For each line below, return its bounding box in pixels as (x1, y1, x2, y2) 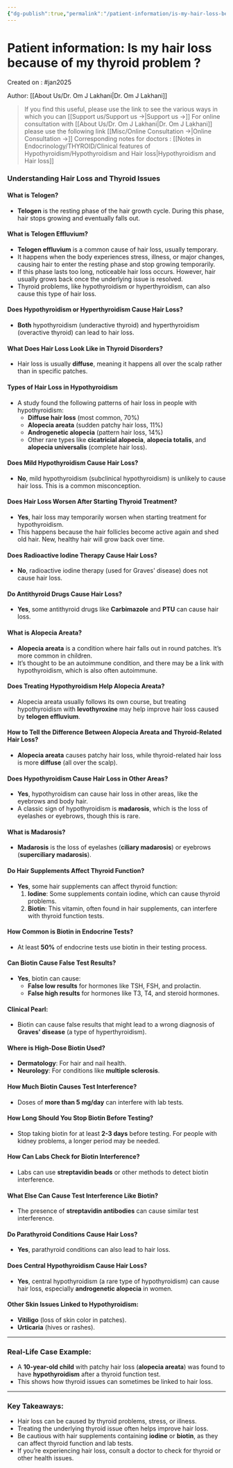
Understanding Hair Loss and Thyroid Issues (7, 174, 161, 183)
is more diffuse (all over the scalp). (17, 758, 118, 767)
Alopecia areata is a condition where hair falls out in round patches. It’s (17, 644, 222, 652)
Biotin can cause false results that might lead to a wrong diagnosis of (17, 1020, 215, 1029)
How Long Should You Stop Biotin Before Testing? (7, 1114, 154, 1123)
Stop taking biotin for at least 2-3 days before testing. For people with (17, 1129, 217, 1137)
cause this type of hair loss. (17, 289, 97, 297)
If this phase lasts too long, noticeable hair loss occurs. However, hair (17, 267, 216, 275)
